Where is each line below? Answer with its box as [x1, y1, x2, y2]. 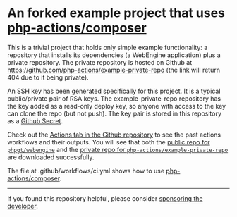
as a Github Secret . [7, 116, 63, 125]
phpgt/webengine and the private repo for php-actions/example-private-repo [7, 145, 229, 154]
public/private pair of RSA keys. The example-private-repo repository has [7, 94, 221, 103]
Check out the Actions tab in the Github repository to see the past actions [7, 130, 221, 139]
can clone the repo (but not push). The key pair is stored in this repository [7, 109, 222, 118]
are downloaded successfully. [7, 153, 95, 161]
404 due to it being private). [7, 73, 90, 82]
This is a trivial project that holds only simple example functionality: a [7, 43, 208, 51]
